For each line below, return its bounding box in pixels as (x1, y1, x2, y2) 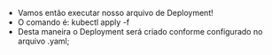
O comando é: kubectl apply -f (17, 17, 130, 27)
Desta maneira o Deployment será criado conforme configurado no (17, 27, 263, 36)
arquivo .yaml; (17, 35, 70, 46)
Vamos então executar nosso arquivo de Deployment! (17, 8, 214, 18)
